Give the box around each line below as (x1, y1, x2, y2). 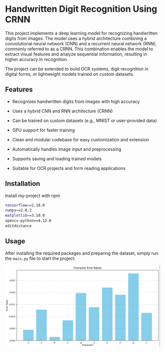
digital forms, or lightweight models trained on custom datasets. (5, 71, 135, 77)
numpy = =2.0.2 (5, 208, 32, 213)
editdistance (5, 224, 32, 228)
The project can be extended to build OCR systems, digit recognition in (5, 65, 149, 72)
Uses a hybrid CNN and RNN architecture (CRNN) (12, 108, 113, 114)
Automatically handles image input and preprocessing (12, 146, 122, 152)
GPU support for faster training (12, 127, 75, 133)
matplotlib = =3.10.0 (5, 213, 45, 218)
